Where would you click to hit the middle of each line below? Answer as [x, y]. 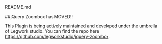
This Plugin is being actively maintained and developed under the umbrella [81, 26]
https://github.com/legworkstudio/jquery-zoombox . [58, 36]
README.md [18, 7]
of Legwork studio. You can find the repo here [52, 31]
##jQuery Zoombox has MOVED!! [39, 16]
